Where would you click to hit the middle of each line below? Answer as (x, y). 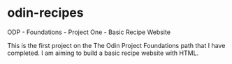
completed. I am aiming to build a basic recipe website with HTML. (103, 53)
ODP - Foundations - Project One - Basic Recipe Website (89, 32)
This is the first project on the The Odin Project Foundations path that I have (116, 45)
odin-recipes (45, 13)
